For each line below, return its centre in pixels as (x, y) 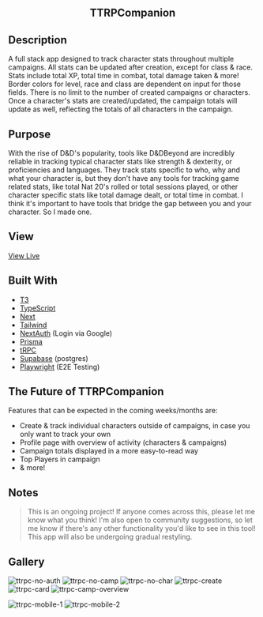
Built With (33, 281)
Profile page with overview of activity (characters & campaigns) (123, 442)
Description (38, 40)
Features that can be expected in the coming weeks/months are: (113, 411)
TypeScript (38, 308)
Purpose (30, 134)
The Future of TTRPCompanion (86, 391)
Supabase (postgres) (54, 358)
